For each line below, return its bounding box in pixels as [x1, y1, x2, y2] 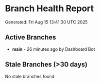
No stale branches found [5, 73, 55, 79]
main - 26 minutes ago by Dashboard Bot [12, 46, 95, 52]
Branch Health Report [5, 3, 94, 14]
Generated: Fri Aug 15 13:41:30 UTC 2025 [5, 19, 88, 25]
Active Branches [5, 33, 56, 41]
